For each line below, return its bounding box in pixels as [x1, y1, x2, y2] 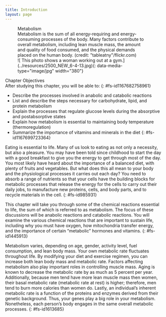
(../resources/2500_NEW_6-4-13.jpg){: [17, 63, 96, 69]
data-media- [97, 63, 123, 69]
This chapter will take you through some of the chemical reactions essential [5, 201, 160, 207]
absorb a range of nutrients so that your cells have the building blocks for [5, 176, 155, 182]
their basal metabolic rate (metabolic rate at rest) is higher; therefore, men [5, 279, 157, 286]
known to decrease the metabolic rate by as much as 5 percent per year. [5, 269, 154, 275]
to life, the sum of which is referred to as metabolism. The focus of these [5, 207, 154, 213]
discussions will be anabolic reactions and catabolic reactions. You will [5, 212, 150, 218]
